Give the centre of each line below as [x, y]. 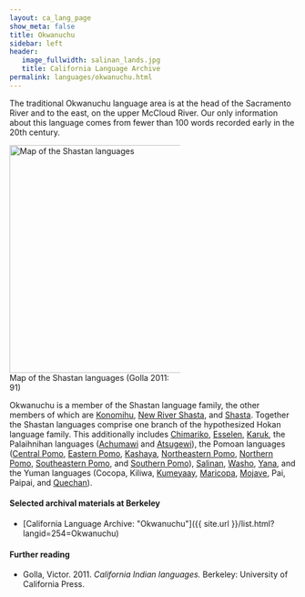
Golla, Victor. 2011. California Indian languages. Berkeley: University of [155, 574]
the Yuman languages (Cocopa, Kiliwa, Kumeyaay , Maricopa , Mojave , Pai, [147, 473]
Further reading [40, 554]
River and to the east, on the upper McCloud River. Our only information [144, 113]
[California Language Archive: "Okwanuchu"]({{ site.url [126, 523]
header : [24, 52]
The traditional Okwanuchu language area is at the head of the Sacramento [150, 103]
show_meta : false [42, 26]
